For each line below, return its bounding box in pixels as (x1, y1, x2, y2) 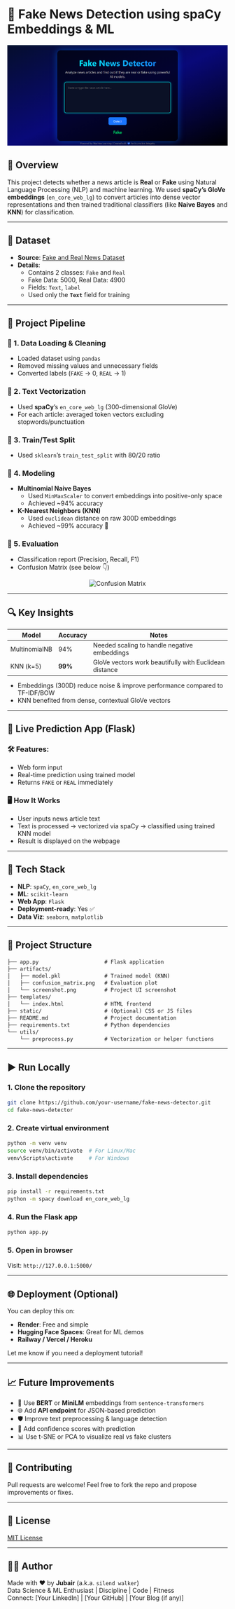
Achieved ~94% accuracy (27, 499, 104, 507)
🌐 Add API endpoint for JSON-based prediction (17, 1406, 156, 1414)
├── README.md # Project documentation (7, 1015, 177, 1022)
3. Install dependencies (7, 1171, 89, 1181)
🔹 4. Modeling (7, 468, 55, 478)
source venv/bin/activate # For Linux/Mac (7, 1147, 136, 1155)
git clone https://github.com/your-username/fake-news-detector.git (7, 1100, 211, 1107)
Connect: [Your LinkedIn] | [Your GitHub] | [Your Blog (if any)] (7, 1594, 184, 1602)
